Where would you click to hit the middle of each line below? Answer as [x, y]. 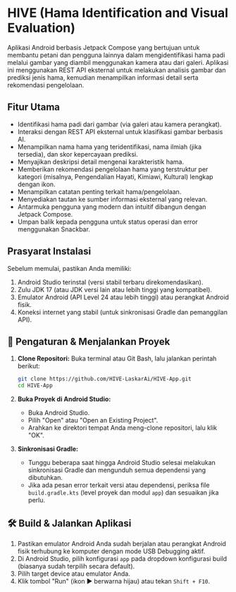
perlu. [37, 500]
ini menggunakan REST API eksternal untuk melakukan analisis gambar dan [117, 70]
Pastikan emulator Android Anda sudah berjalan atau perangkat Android [122, 543]
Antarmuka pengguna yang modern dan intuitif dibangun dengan [112, 207]
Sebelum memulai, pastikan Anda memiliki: [69, 268]
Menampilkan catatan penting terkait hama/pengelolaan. [99, 191]
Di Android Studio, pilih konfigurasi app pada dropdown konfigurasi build [122, 558]
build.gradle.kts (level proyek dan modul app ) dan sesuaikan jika [123, 493]
